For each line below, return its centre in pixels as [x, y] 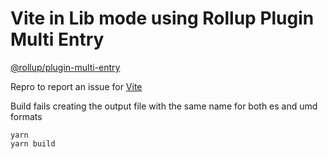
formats [26, 116]
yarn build [33, 143]
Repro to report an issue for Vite [76, 86]
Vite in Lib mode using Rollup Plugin [162, 18]
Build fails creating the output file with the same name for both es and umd [164, 106]
